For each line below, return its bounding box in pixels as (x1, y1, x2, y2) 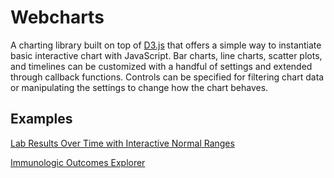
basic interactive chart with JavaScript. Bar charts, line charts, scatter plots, (10, 49, 323, 61)
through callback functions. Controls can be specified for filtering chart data (10, 71, 325, 83)
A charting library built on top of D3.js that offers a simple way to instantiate (10, 39, 322, 51)
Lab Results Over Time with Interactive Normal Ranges (10, 137, 235, 149)
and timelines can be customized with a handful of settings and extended (10, 60, 313, 72)
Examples (10, 111, 73, 128)
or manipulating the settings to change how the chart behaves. (10, 81, 269, 93)
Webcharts (10, 6, 105, 29)
